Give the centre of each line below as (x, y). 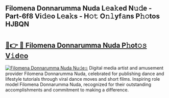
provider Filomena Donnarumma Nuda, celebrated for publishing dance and (85, 74)
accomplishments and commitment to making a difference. (67, 90)
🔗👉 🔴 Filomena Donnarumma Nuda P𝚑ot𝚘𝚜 (76, 45)
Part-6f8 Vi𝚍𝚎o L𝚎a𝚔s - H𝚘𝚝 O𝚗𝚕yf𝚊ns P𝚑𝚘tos (82, 17)
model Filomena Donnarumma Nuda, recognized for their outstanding (78, 84)
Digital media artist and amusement (126, 68)
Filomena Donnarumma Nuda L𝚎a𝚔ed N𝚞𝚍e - (79, 8)
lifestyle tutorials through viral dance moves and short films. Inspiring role (83, 79)
